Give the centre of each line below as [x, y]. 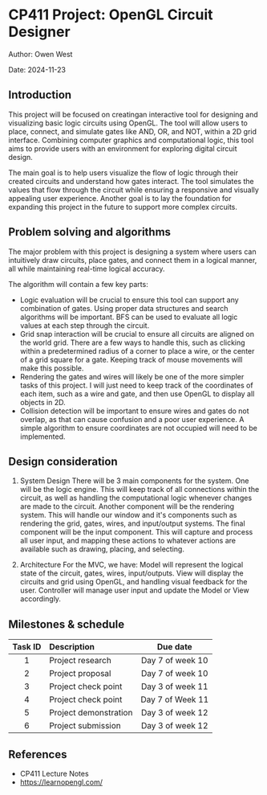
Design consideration [63, 461]
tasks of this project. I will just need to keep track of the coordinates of [137, 385]
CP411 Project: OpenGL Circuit [111, 15]
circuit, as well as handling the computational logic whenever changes [136, 498]
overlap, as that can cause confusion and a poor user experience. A [132, 419]
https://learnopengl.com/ [61, 782]
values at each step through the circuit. [85, 325]
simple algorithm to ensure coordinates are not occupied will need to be [139, 428]
